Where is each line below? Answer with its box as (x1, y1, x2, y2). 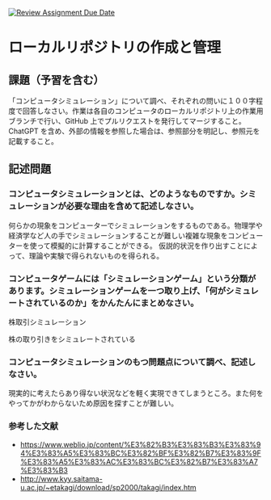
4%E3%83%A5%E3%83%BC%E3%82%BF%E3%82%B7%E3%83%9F (19, 448, 261, 458)
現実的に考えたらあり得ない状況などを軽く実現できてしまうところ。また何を (8, 389, 264, 398)
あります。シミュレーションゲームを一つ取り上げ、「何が (8, 285, 227, 296)
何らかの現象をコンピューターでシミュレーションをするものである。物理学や (8, 221, 263, 230)
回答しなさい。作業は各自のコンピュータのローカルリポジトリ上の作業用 (22, 106, 264, 116)
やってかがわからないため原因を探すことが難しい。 (8, 398, 179, 408)
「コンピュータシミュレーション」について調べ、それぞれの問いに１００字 (8, 96, 256, 105)
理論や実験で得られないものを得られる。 (28, 250, 164, 260)
